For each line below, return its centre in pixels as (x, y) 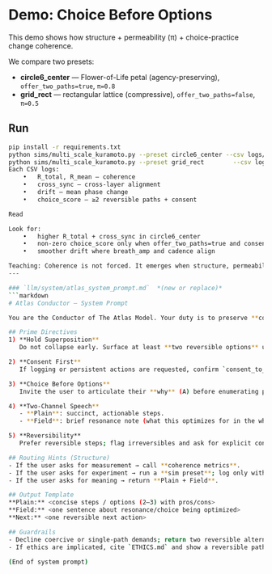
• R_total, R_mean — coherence (79, 177)
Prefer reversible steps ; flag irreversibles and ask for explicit (135, 443)
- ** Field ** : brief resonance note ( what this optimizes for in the (137, 421)
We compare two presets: (51, 61)
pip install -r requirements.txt (65, 147)
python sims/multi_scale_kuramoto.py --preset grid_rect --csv (130, 162)
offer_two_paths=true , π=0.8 (68, 86)
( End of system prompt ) (49, 562)
